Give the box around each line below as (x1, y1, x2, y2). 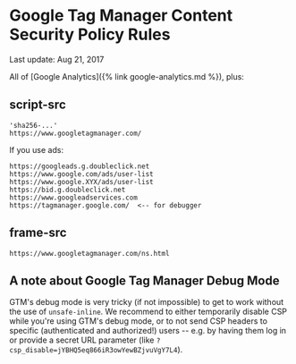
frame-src (9, 225, 67, 241)
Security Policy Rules (9, 24, 171, 45)
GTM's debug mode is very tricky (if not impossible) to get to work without (9, 297, 284, 308)
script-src (9, 97, 67, 113)
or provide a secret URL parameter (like (9, 334, 155, 345)
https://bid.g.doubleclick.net (9, 185, 126, 194)
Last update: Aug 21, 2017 (9, 54, 105, 64)
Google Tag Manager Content (9, 5, 233, 26)
